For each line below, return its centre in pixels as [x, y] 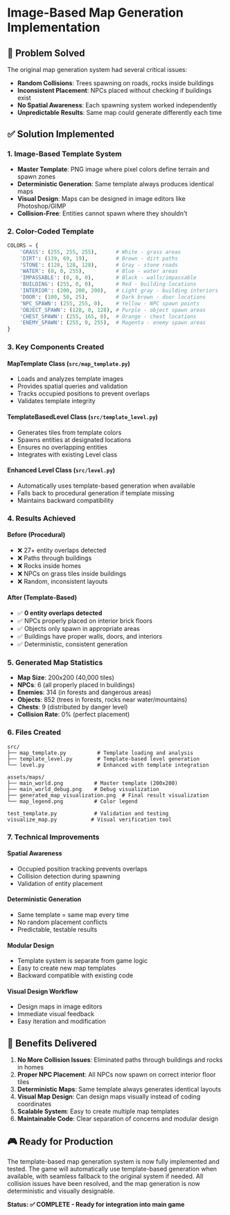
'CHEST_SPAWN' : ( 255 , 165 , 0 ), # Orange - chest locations [108, 317]
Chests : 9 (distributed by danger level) [72, 707]
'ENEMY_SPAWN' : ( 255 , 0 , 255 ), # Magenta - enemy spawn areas [113, 323]
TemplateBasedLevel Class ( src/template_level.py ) [82, 416]
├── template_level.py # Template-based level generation [103, 759]
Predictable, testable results [57, 930]
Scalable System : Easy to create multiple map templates [98, 1111]
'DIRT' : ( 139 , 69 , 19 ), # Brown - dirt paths [99, 258]
